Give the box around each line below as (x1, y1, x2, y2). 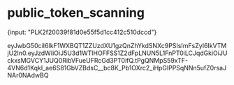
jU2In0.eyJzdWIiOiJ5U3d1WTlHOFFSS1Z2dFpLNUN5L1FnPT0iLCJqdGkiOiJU (7, 49, 228, 57)
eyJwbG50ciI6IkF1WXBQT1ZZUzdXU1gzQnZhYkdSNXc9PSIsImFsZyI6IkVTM (7, 41, 227, 49)
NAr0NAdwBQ (7, 71, 49, 79)
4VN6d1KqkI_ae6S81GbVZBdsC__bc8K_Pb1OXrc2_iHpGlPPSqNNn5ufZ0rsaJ (7, 63, 227, 72)
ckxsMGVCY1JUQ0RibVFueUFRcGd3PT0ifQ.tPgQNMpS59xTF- (7, 56, 189, 64)
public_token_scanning (7, 5, 145, 21)
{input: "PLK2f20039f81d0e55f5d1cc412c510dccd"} (7, 28, 157, 36)
